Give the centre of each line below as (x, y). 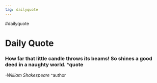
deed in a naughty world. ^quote (44, 64)
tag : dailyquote (22, 10)
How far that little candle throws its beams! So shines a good (79, 58)
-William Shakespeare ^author (36, 75)
